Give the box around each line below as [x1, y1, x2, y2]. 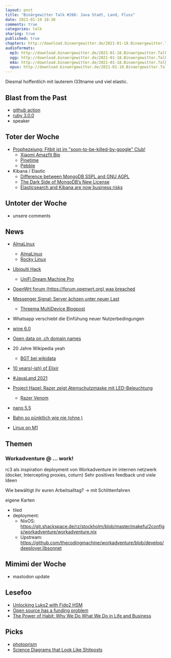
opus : [10, 64, 22, 70]
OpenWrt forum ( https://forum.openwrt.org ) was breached [12, 286, 136, 292]
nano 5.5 [12, 405, 32, 411]
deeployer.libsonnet [20, 545, 62, 551]
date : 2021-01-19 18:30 [5, 17, 56, 22]
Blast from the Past [5, 93, 67, 102]
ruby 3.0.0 [12, 112, 35, 118]
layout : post [5, 7, 33, 13]
